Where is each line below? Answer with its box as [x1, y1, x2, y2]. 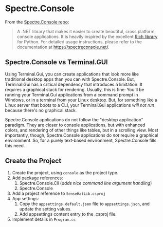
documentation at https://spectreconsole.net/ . [17, 44, 109, 50]
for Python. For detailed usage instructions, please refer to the [17, 38, 142, 44]
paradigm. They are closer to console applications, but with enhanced [5, 122, 145, 128]
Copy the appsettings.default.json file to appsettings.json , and [19, 201, 150, 207]
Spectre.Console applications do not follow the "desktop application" [5, 116, 144, 122]
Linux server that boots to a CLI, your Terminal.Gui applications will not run [5, 102, 155, 108]
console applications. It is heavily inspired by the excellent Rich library [17, 34, 158, 39]
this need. [5, 142, 25, 149]
